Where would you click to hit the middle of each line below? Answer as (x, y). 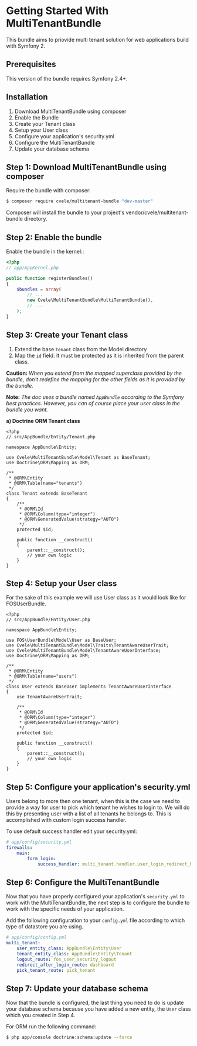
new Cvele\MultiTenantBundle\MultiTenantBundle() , (90, 300)
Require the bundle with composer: (48, 191)
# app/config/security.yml (39, 842)
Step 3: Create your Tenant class (67, 335)
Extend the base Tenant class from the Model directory (81, 349)
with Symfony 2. (26, 46)
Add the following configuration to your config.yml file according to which (96, 920)
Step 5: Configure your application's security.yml (98, 787)
